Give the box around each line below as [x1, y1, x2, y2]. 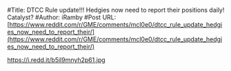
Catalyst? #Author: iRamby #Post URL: [7, 13, 117, 21]
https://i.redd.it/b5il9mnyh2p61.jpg [7, 56, 106, 64]
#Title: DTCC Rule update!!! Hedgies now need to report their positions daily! [7, 6, 225, 14]
